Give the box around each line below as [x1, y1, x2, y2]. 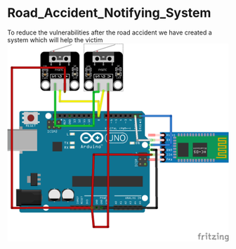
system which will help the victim [7, 35, 103, 44]
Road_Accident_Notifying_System [7, 5, 211, 21]
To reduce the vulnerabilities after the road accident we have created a [7, 28, 212, 37]
